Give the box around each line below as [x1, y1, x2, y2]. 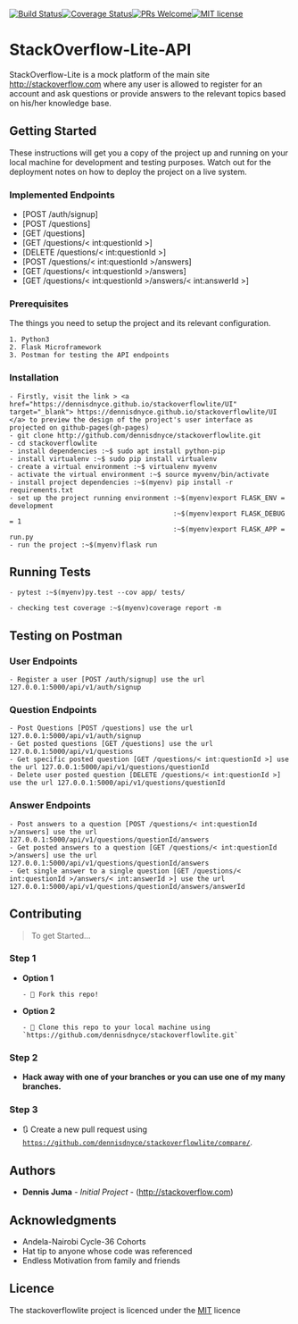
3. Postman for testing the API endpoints [9, 351, 170, 360]
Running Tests [9, 565, 91, 580]
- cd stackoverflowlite [9, 439, 98, 448]
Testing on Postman [9, 628, 123, 643]
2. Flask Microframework [9, 343, 102, 352]
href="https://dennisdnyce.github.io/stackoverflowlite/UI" [9, 399, 238, 408]
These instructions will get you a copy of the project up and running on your [9, 147, 288, 158]
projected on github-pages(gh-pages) [9, 423, 150, 432]
